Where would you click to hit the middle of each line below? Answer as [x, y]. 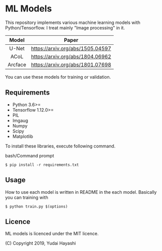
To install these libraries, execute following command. [60, 146]
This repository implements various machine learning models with [73, 22]
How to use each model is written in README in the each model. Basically [81, 192]
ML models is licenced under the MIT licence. [52, 234]
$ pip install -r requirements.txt [42, 165]
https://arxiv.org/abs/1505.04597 [71, 48]
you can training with [27, 197]
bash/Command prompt [30, 155]
